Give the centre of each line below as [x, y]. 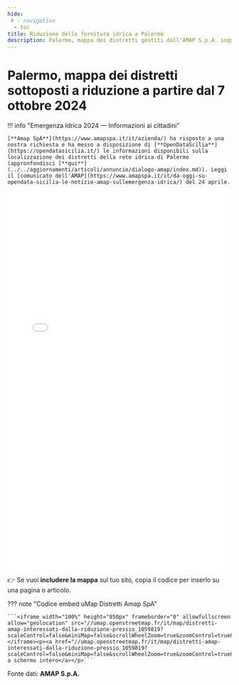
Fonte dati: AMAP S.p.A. [44, 674]
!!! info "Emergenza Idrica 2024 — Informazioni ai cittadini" [94, 126]
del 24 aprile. [208, 182]
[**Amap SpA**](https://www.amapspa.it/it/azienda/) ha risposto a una [116, 139]
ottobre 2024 [47, 106]
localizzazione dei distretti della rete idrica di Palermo [99, 157]
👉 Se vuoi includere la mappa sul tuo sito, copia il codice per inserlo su [113, 580]
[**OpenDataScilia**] [186, 145]
